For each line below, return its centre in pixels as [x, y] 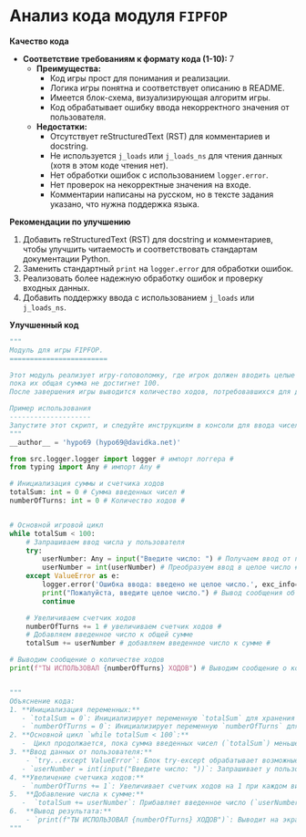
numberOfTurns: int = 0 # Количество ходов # [97, 501]
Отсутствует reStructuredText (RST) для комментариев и [160, 136]
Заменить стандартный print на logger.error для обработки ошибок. [158, 268]
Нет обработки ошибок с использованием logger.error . [159, 175]
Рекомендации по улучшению [70, 222]
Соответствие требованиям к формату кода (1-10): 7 [128, 58]
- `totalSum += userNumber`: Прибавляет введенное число [134, 803]
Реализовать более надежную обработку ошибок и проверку [143, 278]
